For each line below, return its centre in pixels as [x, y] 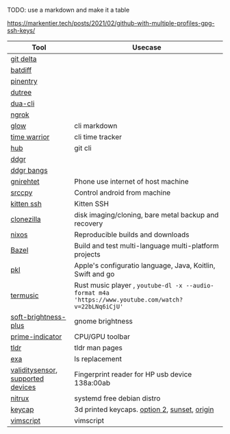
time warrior [30, 137]
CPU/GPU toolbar [102, 337]
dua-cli [23, 104]
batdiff [21, 70]
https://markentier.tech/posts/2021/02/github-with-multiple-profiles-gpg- [111, 23]
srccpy [22, 193]
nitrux [20, 398]
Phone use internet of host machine [132, 181]
